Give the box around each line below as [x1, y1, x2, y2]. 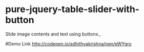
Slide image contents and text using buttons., [5, 31, 101, 37]
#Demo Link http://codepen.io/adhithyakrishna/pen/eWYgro [5, 40, 132, 46]
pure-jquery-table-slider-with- [5, 4, 140, 15]
